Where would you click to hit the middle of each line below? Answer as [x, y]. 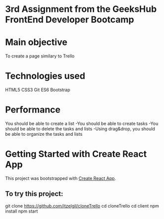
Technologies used [45, 76]
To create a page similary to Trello [40, 56]
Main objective [36, 42]
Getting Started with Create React [76, 154]
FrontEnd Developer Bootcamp [70, 20]
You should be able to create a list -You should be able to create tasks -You [82, 123]
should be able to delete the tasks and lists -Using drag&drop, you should [80, 129]
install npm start [22, 211]
